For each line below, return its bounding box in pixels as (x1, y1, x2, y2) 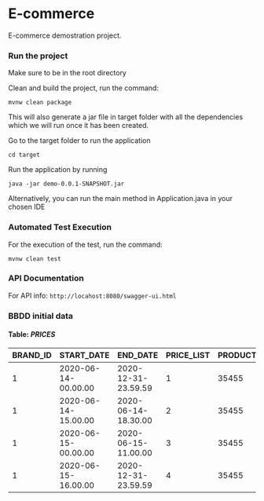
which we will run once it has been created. (8, 121, 149, 130)
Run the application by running (8, 165, 108, 174)
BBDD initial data (8, 310, 73, 321)
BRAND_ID (12, 349, 53, 360)
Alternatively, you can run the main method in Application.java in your (8, 194, 233, 203)
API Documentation (8, 272, 85, 283)
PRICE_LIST (165, 349, 211, 360)
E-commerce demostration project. (8, 31, 122, 40)
